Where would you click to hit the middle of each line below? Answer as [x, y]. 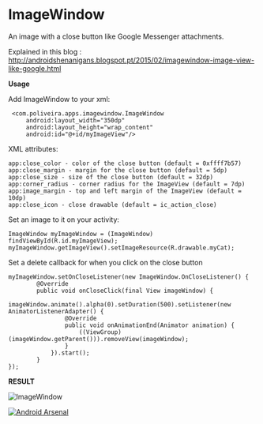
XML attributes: [33, 148]
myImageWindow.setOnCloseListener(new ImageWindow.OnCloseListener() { [128, 277]
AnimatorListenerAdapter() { [56, 311]
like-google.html [35, 68]
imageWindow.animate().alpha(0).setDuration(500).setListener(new [120, 304]
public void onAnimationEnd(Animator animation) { [150, 325]
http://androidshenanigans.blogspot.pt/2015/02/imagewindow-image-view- [131, 60]
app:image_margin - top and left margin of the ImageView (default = [125, 191]
